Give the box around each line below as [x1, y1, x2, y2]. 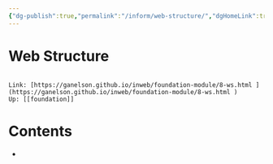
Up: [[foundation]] [8, 95, 75, 103]
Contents [8, 122, 73, 140]
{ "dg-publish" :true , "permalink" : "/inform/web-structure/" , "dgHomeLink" [8, 11, 256, 20]
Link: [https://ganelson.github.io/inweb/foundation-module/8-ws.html [8, 80, 253, 89]
